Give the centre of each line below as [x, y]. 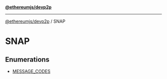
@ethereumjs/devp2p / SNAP [35, 21]
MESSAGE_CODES [31, 71]
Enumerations [27, 59]
